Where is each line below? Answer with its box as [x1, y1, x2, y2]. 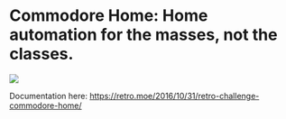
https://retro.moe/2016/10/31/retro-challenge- [89, 90, 260, 101]
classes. [9, 44, 74, 64]
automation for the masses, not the [9, 24, 278, 45]
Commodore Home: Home [9, 5, 208, 26]
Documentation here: [9, 90, 88, 101]
